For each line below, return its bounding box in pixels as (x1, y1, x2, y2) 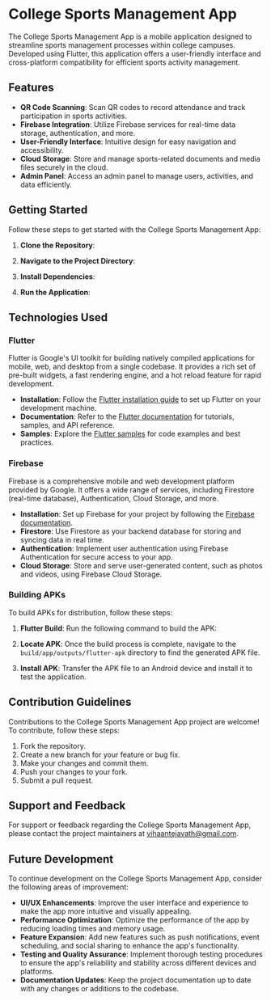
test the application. (19, 672, 87, 682)
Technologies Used (8, 310, 108, 324)
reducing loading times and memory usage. (19, 923, 166, 934)
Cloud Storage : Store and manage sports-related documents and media (19, 154, 260, 163)
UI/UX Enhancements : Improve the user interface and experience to (19, 898, 249, 908)
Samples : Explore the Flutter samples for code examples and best (19, 429, 241, 439)
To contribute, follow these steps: (8, 725, 120, 735)
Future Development (8, 852, 114, 866)
